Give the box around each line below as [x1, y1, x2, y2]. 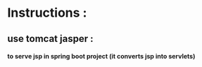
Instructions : [7, 5, 87, 21]
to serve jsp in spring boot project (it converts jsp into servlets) [7, 52, 196, 61]
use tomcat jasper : [7, 33, 94, 45]
